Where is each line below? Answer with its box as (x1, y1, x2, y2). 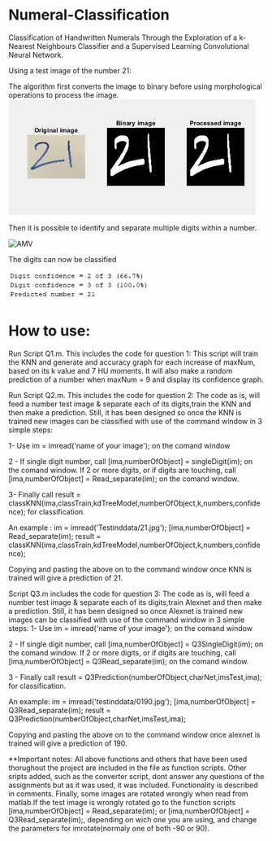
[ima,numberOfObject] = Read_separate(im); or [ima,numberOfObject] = (8, 806, 250, 816)
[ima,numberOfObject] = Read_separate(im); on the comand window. (8, 474, 240, 484)
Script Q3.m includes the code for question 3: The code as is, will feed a (8, 589, 250, 598)
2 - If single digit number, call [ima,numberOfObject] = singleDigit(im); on (8, 456, 253, 466)
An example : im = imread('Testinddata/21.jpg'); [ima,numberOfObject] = (8, 523, 251, 532)
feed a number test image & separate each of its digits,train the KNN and (8, 399, 252, 409)
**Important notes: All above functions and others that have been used (8, 754, 248, 764)
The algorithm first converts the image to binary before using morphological (8, 81, 262, 91)
